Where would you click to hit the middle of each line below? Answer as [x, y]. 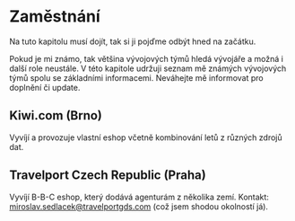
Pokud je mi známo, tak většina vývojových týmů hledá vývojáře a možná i [147, 58]
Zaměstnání [55, 17]
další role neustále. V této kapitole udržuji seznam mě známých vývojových [148, 68]
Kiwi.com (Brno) [56, 115]
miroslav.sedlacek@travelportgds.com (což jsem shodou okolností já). [139, 206]
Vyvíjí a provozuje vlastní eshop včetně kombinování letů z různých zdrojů [146, 137]
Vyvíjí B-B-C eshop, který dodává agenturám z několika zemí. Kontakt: [139, 197]
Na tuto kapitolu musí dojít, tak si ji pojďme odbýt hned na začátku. [133, 41]
